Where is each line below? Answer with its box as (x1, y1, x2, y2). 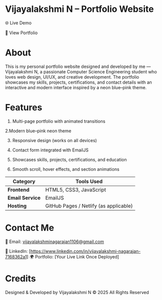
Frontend (7, 186, 30, 193)
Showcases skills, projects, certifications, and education (12, 156, 127, 162)
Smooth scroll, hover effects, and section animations (12, 166, 120, 172)
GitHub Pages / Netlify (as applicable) (45, 202, 133, 209)
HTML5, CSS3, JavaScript (45, 186, 106, 193)
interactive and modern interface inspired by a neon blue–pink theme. (5, 84, 147, 90)
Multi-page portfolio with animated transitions (12, 118, 106, 124)
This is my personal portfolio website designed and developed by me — (5, 63, 151, 69)
